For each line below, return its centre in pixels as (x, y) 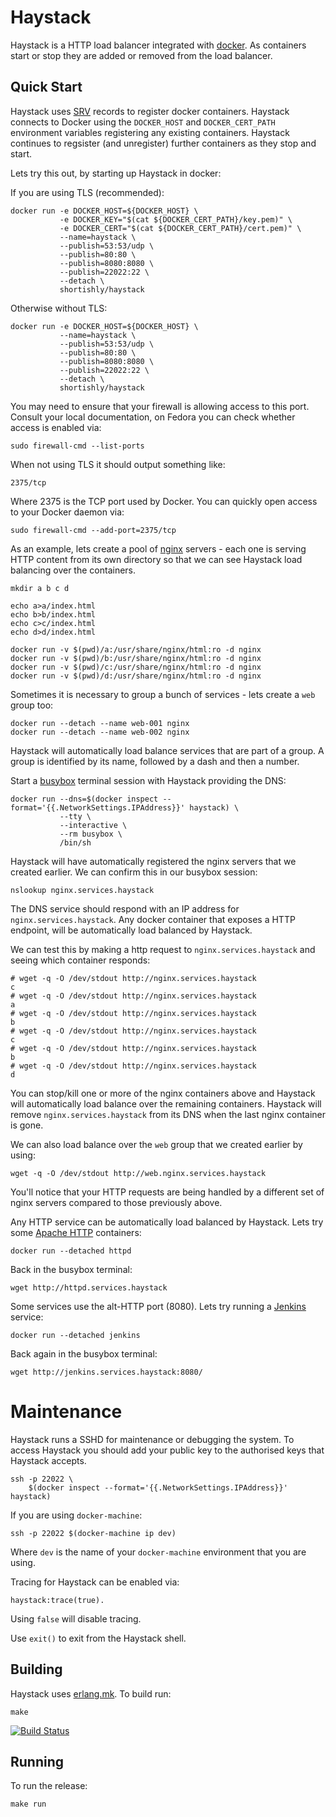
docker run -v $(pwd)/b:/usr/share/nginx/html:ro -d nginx (136, 658)
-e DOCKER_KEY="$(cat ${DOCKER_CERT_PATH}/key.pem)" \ (176, 219)
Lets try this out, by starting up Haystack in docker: (116, 173)
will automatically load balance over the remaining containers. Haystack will (166, 1103)
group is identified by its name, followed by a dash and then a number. (155, 761)
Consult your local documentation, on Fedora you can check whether (153, 417)
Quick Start (46, 87)
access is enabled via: (56, 427)
